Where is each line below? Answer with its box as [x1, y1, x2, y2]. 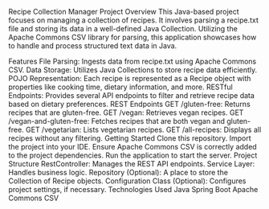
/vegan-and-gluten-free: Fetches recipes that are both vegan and [8, 117, 226, 125]
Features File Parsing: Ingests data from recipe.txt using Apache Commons [8, 56, 257, 66]
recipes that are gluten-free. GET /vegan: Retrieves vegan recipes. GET [8, 108, 244, 117]
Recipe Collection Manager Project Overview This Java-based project [8, 7, 239, 16]
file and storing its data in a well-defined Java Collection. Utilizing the [8, 24, 238, 33]
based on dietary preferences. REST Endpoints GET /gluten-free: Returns [8, 100, 251, 109]
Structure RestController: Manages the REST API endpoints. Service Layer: [8, 159, 255, 168]
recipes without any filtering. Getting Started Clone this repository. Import [8, 133, 251, 143]
